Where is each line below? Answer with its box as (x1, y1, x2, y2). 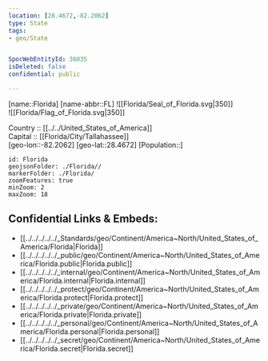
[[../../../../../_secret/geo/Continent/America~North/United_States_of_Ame (19, 335, 260, 344)
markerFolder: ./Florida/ (8, 169, 94, 177)
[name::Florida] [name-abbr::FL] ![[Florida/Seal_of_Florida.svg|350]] (8, 99, 234, 109)
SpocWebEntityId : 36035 (8, 55, 88, 64)
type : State (8, 19, 48, 27)
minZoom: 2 (8, 183, 45, 192)
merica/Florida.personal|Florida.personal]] (19, 327, 160, 336)
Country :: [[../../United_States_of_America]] (8, 123, 153, 133)
